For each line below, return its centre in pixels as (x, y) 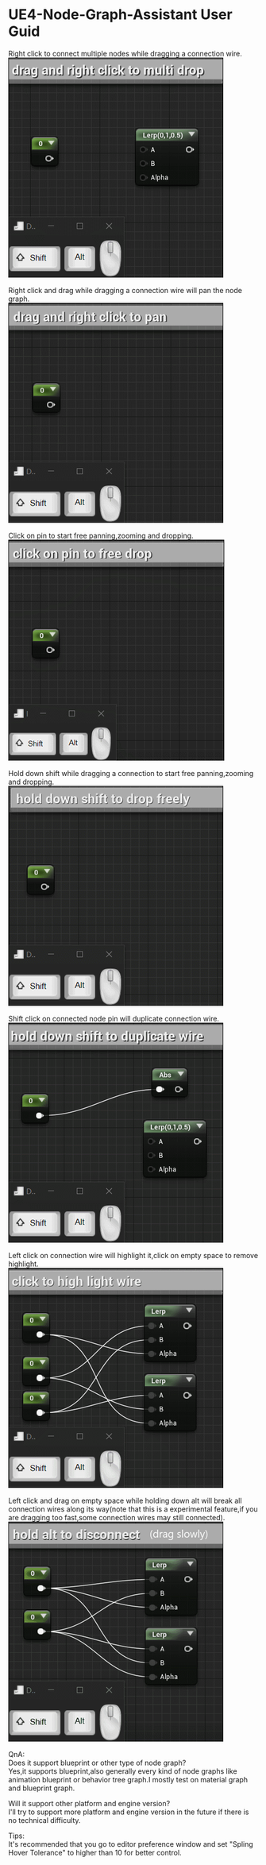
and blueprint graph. (42, 1788)
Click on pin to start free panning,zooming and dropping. (101, 535)
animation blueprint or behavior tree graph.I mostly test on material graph (128, 1779)
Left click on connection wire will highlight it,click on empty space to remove (133, 1255)
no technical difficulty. (44, 1820)
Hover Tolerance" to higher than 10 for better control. (95, 1852)
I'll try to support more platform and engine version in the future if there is (129, 1812)
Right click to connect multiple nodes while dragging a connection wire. (125, 53)
